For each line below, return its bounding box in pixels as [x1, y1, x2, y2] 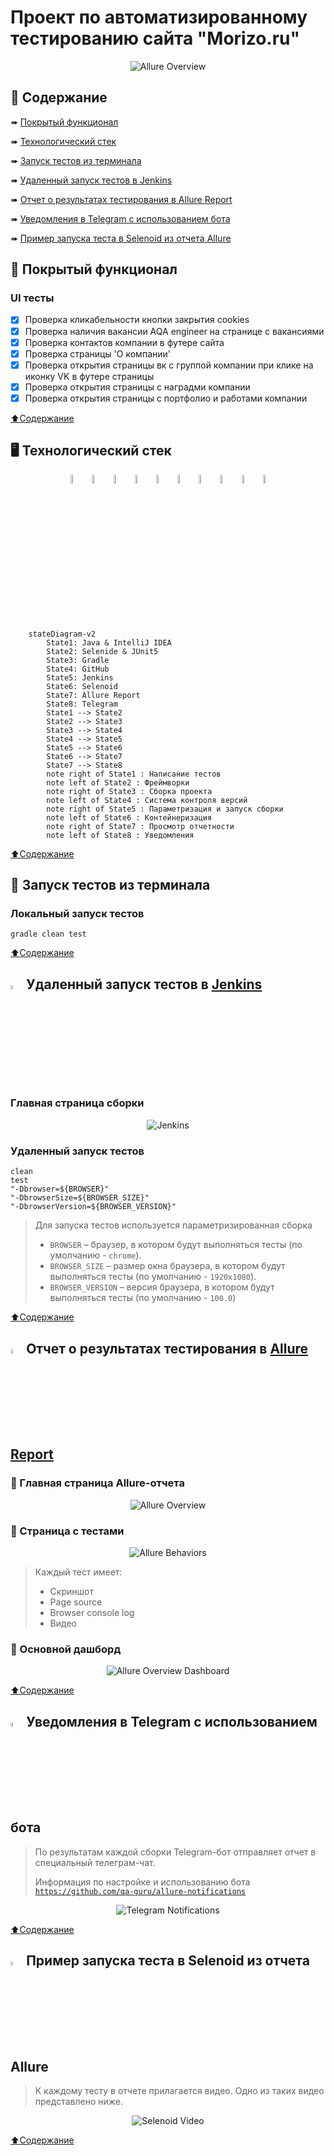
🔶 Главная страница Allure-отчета [10, 1476, 185, 1490]
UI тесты [10, 291, 55, 305]
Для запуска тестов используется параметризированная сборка [34, 1219, 313, 1231]
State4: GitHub [46, 664, 110, 674]
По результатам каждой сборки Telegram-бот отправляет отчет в [34, 1846, 317, 1858]
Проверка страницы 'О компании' [24, 347, 171, 360]
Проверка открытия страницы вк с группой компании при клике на [24, 359, 314, 371]
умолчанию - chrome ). [49, 1249, 142, 1261]
